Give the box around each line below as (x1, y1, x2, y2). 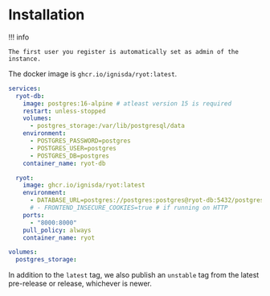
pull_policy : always (22, 226, 92, 234)
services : (8, 84, 42, 92)
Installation (8, 6, 85, 24)
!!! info (8, 32, 30, 42)
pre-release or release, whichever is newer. (8, 279, 153, 289)
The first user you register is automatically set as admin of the (8, 47, 239, 55)
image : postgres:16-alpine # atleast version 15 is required (22, 99, 231, 108)
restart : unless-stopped (22, 107, 106, 115)
